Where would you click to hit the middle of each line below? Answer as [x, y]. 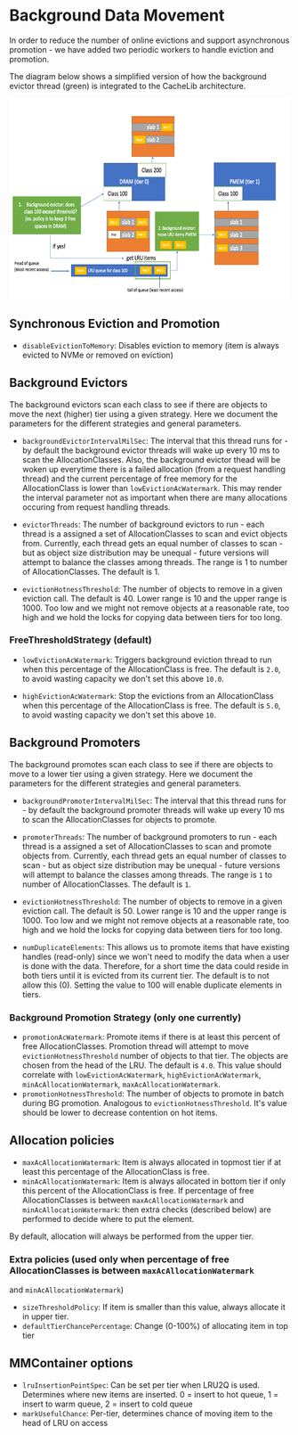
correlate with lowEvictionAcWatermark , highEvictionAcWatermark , [141, 1074]
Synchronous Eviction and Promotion [115, 324]
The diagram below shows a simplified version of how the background [138, 76]
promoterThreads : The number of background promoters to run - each [149, 836]
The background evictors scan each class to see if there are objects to [139, 404]
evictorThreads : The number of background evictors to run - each [143, 524]
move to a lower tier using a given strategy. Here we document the [131, 774]
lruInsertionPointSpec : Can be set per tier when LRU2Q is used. [141, 1385]
